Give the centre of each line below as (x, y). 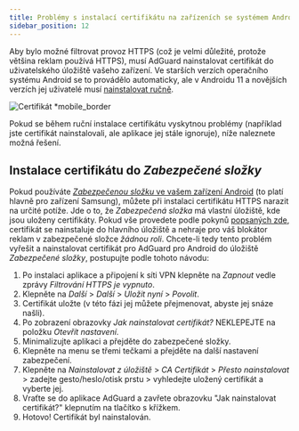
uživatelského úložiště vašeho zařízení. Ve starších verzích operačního (139, 70)
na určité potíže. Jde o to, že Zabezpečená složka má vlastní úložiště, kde (145, 211)
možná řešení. (35, 142)
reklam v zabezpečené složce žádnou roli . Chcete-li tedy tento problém (141, 239)
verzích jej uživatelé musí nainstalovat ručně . (92, 89)
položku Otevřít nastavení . (70, 332)
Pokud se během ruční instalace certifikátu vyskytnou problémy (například (145, 123)
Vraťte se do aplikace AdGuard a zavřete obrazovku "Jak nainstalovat (149, 398)
